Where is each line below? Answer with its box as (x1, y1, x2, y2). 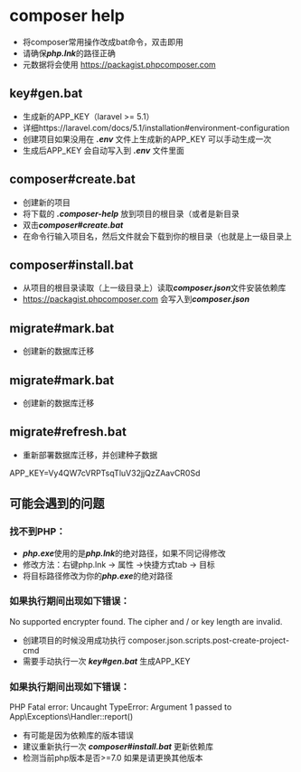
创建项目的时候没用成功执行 (22, 635, 127, 645)
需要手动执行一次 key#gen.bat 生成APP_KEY (22, 655, 192, 666)
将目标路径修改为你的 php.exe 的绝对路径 (22, 570, 174, 581)
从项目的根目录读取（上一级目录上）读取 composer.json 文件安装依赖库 (22, 282, 287, 294)
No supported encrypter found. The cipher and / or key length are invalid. (9, 616, 283, 626)
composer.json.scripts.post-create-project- (127, 635, 290, 645)
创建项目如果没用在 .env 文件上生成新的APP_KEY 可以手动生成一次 (22, 133, 272, 145)
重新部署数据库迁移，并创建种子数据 (22, 449, 158, 460)
